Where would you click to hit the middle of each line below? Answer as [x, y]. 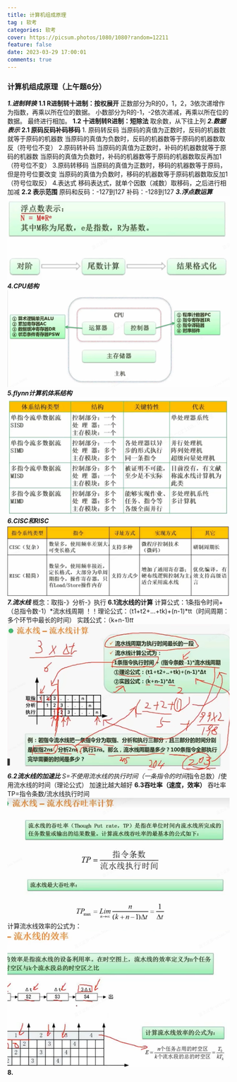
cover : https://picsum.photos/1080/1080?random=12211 [88, 38]
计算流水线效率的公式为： [44, 926]
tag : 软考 [22, 22]
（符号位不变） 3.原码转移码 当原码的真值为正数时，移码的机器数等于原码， [117, 166]
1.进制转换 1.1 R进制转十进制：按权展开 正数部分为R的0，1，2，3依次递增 [113, 103]
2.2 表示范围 [39, 192]
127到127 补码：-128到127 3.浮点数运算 [156, 192]
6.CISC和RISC [28, 521]
